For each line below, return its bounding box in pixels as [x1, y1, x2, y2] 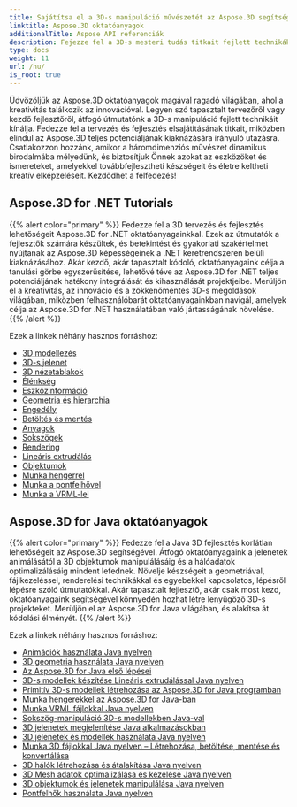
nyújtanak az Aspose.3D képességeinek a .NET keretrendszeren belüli [9, 247, 265, 257]
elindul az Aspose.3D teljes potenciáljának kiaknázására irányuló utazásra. [9, 132, 280, 142]
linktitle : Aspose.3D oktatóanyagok [9, 21, 144, 30]
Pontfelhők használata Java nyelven [21, 788, 153, 799]
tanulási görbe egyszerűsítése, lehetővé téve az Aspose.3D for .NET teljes [9, 266, 279, 277]
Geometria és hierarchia [21, 395, 110, 405]
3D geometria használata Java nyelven [21, 657, 164, 667]
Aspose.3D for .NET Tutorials [9, 196, 174, 211]
